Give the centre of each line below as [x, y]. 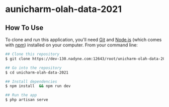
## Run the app [21, 95]
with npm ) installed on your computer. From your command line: [72, 45]
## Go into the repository [33, 68]
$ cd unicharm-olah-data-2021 [37, 72]
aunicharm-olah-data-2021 [63, 9]
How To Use [24, 28]
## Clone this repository [32, 54]
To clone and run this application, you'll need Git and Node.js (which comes [83, 39]
